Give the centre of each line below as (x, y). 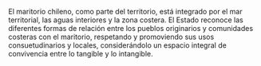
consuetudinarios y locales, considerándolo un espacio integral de (118, 45)
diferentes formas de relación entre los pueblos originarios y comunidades (131, 28)
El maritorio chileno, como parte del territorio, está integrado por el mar (125, 12)
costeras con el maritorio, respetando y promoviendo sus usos (111, 37)
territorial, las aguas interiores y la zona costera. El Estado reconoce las (126, 20)
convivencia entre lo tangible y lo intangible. (81, 54)
